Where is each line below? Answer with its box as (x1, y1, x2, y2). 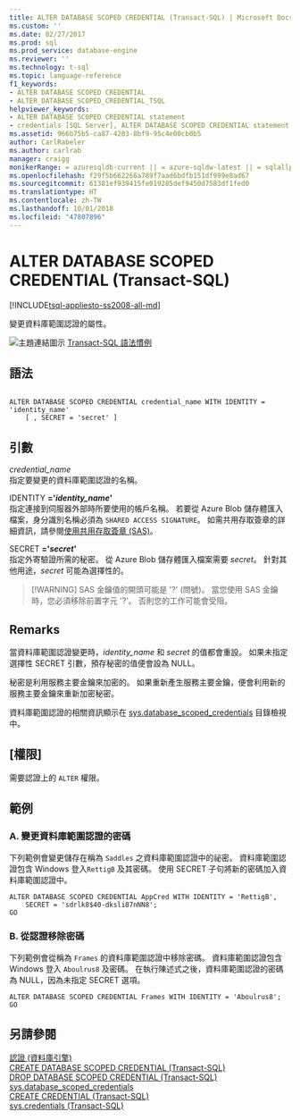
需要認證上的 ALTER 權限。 (9, 772, 104, 783)
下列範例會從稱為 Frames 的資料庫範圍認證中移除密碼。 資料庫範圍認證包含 (9, 952, 283, 963)
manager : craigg (9, 154, 70, 164)
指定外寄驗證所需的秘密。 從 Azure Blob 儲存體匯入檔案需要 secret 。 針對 (9, 554, 279, 565)
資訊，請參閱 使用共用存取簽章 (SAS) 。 (16, 526, 158, 536)
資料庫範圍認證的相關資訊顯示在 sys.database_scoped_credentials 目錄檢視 (9, 707, 287, 718)
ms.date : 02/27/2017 (9, 29, 87, 38)
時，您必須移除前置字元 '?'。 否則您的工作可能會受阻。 (30, 595, 233, 606)
